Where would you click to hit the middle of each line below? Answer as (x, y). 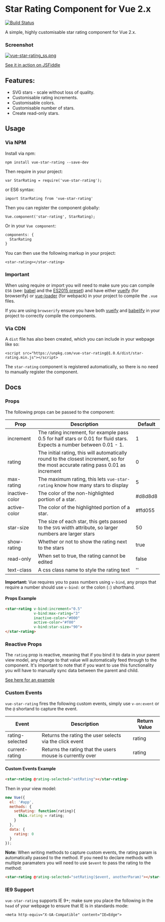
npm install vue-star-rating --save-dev (47, 162)
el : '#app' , (22, 802)
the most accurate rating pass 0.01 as (82, 465)
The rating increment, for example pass (83, 432)
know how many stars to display (91, 485)
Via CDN (15, 328)
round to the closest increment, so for (81, 459)
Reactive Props (24, 644)
